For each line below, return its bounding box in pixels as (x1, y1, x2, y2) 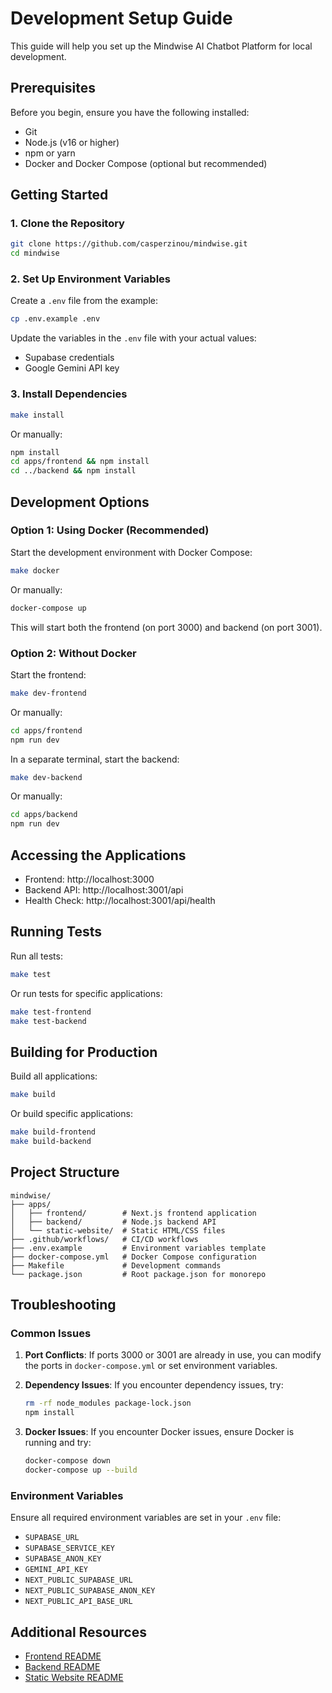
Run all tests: (10, 950, 63, 962)
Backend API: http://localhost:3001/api (24, 883, 184, 896)
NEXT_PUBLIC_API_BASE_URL (24, 1597, 133, 1607)
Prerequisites (10, 80, 96, 97)
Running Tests (10, 923, 102, 941)
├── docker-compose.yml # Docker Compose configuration (10, 1252, 257, 1262)
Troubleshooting (10, 1297, 117, 1314)
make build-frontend (10, 1127, 97, 1137)
